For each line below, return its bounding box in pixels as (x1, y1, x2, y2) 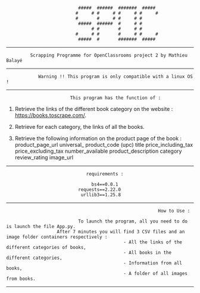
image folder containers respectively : (6, 234, 108, 240)
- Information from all (123, 260, 183, 266)
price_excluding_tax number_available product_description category (14, 147, 182, 155)
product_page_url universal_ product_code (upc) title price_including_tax (14, 141, 193, 148)
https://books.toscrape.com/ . (14, 112, 87, 119)
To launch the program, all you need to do (78, 218, 187, 224)
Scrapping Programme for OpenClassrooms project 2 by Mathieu (30, 53, 187, 58)
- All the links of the (123, 239, 183, 245)
